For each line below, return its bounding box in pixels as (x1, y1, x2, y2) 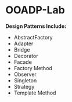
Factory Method (13, 64, 53, 71)
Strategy (13, 83, 35, 90)
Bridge (13, 46, 30, 53)
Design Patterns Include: (5, 23, 67, 30)
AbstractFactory (13, 34, 53, 41)
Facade (13, 59, 33, 65)
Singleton (13, 76, 37, 84)
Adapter (13, 40, 34, 47)
